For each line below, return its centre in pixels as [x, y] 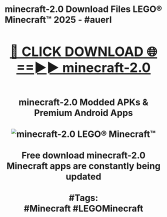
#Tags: [83, 198]
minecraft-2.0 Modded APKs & [83, 102]
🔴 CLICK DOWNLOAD [76, 51]
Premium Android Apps [83, 113]
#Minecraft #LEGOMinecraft [83, 208]
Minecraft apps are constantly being [83, 166]
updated [83, 176]
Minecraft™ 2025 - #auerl [58, 20]
